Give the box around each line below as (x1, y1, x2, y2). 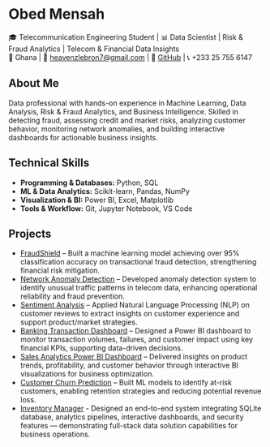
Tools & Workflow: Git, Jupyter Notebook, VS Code (19, 204, 193, 213)
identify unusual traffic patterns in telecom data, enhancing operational (19, 283, 258, 293)
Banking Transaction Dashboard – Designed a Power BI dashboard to (19, 326, 251, 336)
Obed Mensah (8, 5, 105, 24)
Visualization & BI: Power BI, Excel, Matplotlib (19, 195, 174, 204)
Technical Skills (8, 156, 90, 170)
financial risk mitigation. (19, 265, 100, 276)
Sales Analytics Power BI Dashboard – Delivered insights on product (19, 352, 248, 362)
